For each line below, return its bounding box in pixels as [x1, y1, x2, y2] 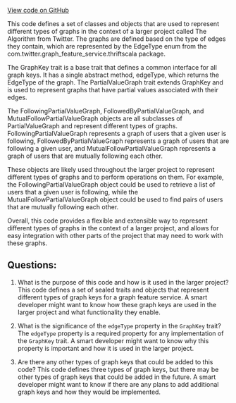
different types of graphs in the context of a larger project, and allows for [7, 224, 219, 232]
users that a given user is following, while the [7, 188, 139, 196]
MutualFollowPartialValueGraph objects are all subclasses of [7, 114, 183, 123]
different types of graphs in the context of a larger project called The [7, 27, 207, 35]
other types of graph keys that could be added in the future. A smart [17, 373, 216, 381]
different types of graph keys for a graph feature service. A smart [17, 292, 208, 302]
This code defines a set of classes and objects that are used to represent [7, 20, 220, 27]
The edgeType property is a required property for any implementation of [17, 329, 224, 337]
